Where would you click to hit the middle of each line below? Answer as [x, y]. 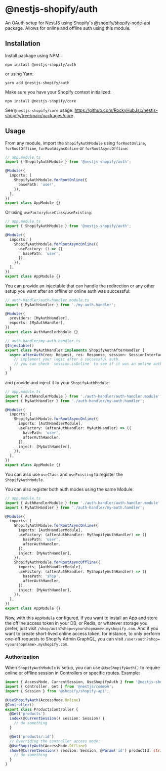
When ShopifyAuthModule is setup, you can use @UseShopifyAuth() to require [83, 668]
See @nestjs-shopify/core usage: [39, 110]
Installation [23, 44]
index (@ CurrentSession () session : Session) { [57, 719]
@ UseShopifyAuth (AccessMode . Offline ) [48, 746]
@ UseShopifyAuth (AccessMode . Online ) [43, 700]
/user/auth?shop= [142, 639]
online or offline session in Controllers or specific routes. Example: [73, 673]
